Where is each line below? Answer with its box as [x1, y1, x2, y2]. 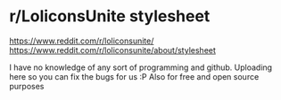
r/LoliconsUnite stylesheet [9, 6, 211, 27]
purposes [9, 81, 45, 91]
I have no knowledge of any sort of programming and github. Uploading [9, 62, 273, 73]
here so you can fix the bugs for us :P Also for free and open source [9, 71, 260, 81]
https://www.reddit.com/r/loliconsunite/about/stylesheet [9, 44, 217, 55]
